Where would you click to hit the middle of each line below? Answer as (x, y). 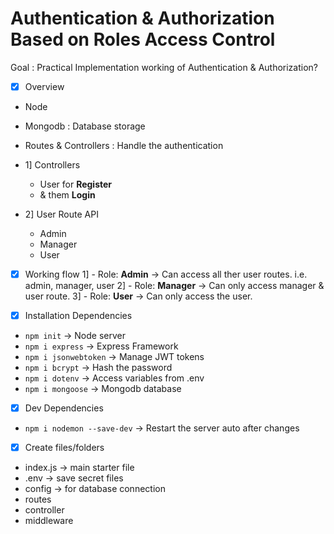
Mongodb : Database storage (85, 126)
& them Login (67, 195)
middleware (49, 521)
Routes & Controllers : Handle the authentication (124, 145)
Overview (44, 86)
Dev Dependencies (64, 408)
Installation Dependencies (78, 316)
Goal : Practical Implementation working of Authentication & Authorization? (164, 67)
